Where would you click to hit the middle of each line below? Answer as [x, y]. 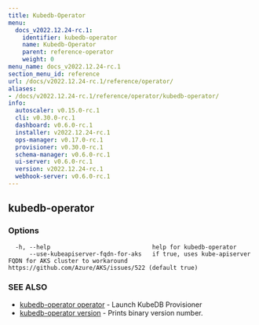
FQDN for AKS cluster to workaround [68, 260]
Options [24, 231]
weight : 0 [38, 60]
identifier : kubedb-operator [70, 37]
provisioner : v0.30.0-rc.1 [59, 147]
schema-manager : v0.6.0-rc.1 [63, 154]
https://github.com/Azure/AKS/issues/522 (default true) [103, 268]
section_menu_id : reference [54, 74]
